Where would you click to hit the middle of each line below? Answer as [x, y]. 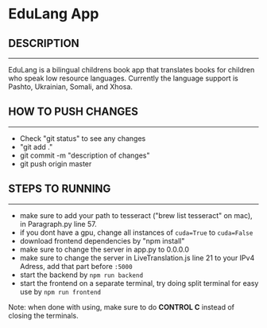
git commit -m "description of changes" [85, 155]
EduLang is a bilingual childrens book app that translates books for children [132, 70]
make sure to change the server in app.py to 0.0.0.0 [104, 249]
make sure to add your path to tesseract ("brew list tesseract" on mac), [136, 215]
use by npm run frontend [60, 291]
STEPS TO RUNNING [60, 189]
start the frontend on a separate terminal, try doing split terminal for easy [139, 283]
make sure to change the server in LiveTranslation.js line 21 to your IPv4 [137, 258]
